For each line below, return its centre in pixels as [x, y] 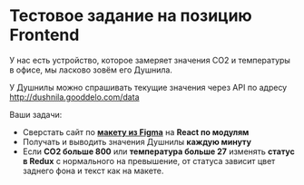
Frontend [44, 35]
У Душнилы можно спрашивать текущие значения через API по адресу [148, 87]
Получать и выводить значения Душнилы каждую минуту [137, 141]
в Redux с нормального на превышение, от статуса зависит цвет [149, 161]
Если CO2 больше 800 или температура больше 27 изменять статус [158, 151]
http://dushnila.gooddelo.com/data [74, 97]
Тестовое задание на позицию [131, 16]
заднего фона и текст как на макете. [93, 170]
